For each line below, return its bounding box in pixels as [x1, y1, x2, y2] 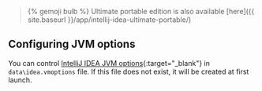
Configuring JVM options [8, 38, 136, 51]
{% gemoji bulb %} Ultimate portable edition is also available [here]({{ [27, 7, 255, 16]
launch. [8, 75, 33, 85]
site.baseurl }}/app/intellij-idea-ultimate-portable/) [27, 15, 192, 24]
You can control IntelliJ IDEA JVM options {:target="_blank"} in [8, 58, 211, 67]
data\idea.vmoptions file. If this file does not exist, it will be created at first [8, 67, 249, 76]
